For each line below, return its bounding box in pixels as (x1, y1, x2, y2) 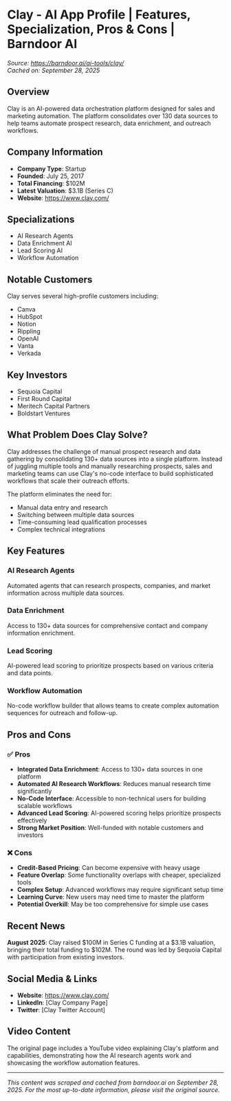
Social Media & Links (7, 973, 98, 985)
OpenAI (16, 334, 39, 343)
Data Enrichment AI (16, 239, 72, 248)
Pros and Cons (7, 729, 71, 741)
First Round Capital (16, 395, 71, 402)
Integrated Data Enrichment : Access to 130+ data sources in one (16, 765, 203, 774)
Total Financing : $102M (16, 179, 85, 187)
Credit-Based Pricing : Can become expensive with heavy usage (16, 864, 201, 872)
